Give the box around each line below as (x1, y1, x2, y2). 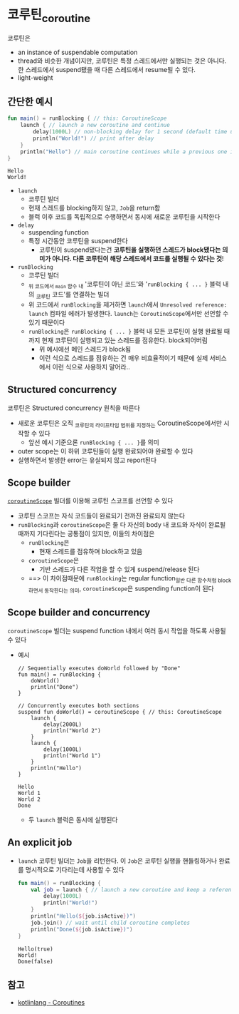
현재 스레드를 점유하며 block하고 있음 (38, 547, 143, 556)
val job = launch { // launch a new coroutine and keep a (31, 886, 206, 893)
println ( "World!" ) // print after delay (33, 135, 154, 142)
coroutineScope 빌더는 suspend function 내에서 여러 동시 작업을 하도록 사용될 (7, 626, 226, 635)
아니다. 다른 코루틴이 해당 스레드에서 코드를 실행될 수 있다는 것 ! (52, 255, 224, 263)
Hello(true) (17, 946, 53, 953)
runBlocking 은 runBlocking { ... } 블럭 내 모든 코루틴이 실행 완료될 (28, 327, 223, 336)
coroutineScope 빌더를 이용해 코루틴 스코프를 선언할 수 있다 (7, 496, 174, 505)
